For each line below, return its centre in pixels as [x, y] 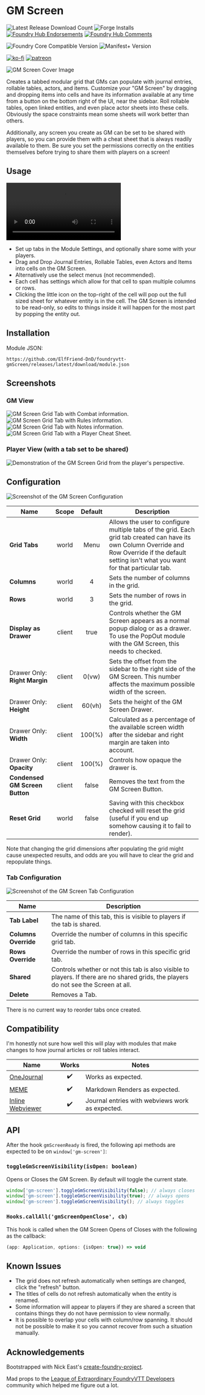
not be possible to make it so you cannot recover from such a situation [104, 1326]
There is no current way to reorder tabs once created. [74, 1010]
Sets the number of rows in [148, 596]
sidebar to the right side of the [152, 669]
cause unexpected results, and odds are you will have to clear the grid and [100, 855]
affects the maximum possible [152, 685]
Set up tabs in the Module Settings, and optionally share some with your [106, 249]
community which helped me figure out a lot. [63, 1385]
